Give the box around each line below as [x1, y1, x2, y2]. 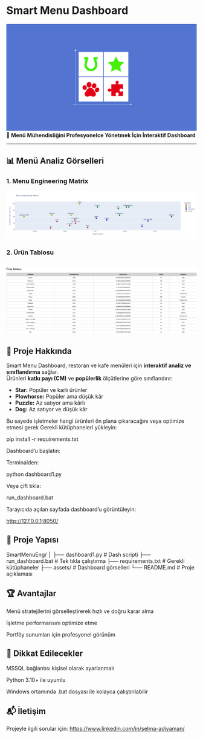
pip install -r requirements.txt [6, 435, 79, 443]
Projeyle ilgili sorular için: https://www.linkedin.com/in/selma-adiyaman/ [6, 725, 185, 733]
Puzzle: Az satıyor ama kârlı [14, 399, 85, 406]
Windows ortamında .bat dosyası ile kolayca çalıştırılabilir [6, 688, 148, 695]
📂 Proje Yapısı [6, 535, 59, 545]
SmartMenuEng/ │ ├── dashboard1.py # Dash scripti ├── [6, 551, 151, 558]
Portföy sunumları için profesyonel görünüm [6, 631, 116, 638]
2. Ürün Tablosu [6, 248, 54, 257]
